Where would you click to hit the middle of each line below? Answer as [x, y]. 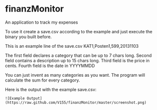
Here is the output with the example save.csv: [51, 89]
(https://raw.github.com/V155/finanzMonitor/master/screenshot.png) [76, 102]
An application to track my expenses [42, 22]
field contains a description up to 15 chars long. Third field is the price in [77, 60]
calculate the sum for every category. [43, 80]
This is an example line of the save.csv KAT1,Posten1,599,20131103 [72, 46]
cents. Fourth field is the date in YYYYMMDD [50, 66]
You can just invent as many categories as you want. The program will [75, 75]
